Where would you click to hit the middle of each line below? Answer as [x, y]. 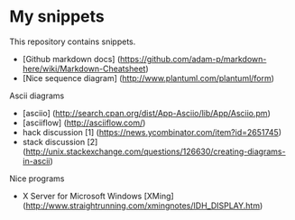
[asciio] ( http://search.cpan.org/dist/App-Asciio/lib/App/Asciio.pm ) [146, 113]
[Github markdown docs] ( [71, 59]
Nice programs [37, 179]
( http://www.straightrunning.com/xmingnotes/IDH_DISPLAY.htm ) [143, 206]
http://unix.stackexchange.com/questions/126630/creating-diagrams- [156, 151]
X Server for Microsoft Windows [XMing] [98, 196]
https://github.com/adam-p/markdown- [194, 59]
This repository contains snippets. [73, 41]
